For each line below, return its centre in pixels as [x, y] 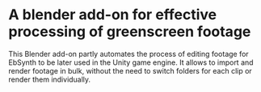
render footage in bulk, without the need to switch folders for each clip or [130, 70]
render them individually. [50, 79]
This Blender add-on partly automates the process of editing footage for [128, 54]
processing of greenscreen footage [130, 32]
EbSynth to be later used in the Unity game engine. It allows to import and [131, 62]
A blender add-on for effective [113, 15]
